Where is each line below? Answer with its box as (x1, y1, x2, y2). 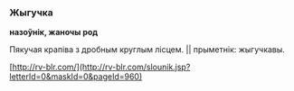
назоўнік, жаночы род (9, 27, 99, 38)
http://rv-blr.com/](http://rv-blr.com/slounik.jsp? (12, 61, 191, 73)
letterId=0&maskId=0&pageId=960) (9, 71, 143, 82)
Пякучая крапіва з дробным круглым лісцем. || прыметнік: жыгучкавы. (9, 44, 285, 55)
